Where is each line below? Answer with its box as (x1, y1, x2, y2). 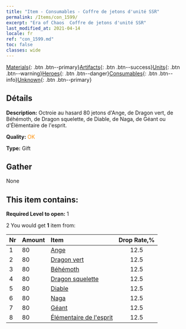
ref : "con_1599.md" (6, 36, 54, 42)
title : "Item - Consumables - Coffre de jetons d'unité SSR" (6, 8, 160, 15)
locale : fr (6, 31, 33, 37)
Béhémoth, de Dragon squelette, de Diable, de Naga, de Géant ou (6, 115, 166, 122)
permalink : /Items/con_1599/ (6, 14, 78, 20)
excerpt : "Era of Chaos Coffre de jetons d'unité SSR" (6, 20, 146, 25)
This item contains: (6, 194, 79, 205)
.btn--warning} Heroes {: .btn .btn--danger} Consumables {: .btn (6, 69, 158, 77)
